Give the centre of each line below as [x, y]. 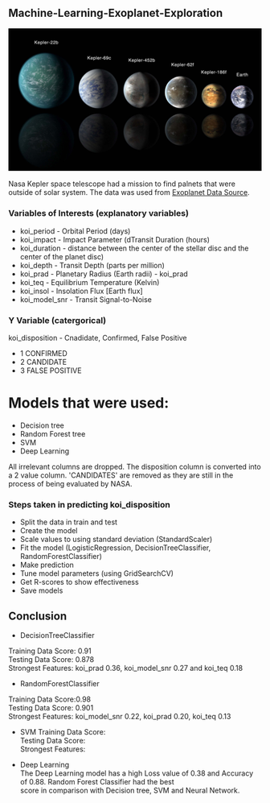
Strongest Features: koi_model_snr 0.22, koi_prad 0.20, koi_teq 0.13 [120, 716]
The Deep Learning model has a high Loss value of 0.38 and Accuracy [137, 773]
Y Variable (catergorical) [57, 320]
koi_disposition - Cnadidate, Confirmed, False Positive [98, 337]
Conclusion [38, 616]
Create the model [49, 531]
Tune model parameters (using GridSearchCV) [97, 573]
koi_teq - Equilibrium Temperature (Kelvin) [90, 282]
